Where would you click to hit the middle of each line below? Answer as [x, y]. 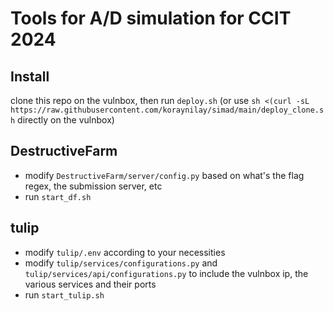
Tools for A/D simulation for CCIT [151, 18]
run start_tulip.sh [64, 294]
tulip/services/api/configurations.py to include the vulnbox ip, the [166, 273]
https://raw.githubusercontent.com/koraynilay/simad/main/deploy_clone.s [167, 110]
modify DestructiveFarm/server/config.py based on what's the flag [164, 175]
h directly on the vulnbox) [62, 120]
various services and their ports [90, 284]
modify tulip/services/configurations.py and [121, 263]
